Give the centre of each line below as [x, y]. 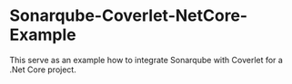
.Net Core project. [43, 70]
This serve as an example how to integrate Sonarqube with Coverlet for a [146, 60]
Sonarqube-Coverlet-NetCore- [129, 16]
